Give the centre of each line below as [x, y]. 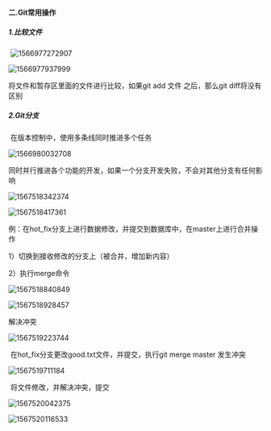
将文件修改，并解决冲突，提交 [60, 387]
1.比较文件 [25, 32]
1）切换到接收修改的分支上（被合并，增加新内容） [91, 256]
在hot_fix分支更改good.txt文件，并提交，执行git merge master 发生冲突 [128, 354]
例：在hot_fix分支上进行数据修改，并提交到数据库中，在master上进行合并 [130, 228]
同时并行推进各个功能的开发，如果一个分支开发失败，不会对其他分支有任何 [132, 170]
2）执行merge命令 [39, 273]
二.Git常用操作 [32, 12]
